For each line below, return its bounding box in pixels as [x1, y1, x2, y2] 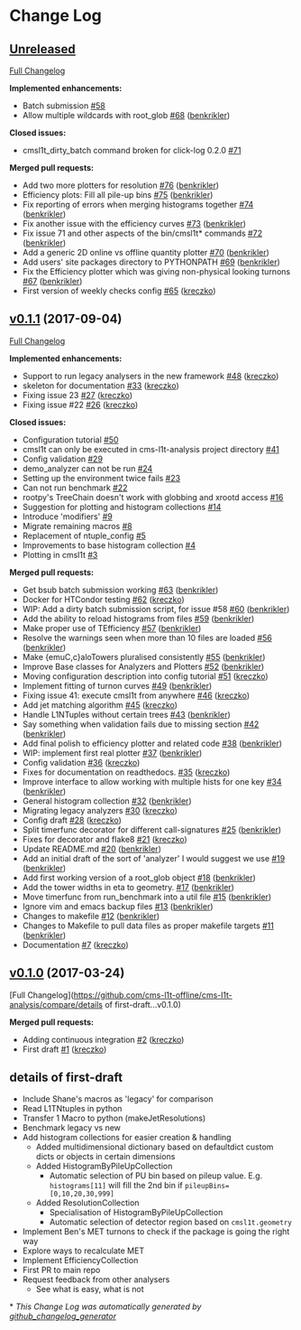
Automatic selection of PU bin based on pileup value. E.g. [49, 1170, 263, 1181]
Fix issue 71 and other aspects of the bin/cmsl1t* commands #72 [22, 228, 263, 238]
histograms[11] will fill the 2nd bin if [49, 1180, 183, 1191]
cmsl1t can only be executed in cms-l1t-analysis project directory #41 [22, 443, 279, 454]
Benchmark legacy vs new [22, 1122, 122, 1133]
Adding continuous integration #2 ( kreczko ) [22, 1034, 185, 1045]
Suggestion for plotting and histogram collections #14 [22, 501, 222, 512]
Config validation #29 [22, 453, 104, 464]
